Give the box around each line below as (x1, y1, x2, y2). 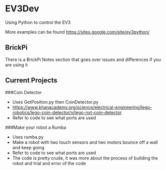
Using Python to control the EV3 (5, 19, 71, 25)
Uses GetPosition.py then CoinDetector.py (12, 99, 99, 105)
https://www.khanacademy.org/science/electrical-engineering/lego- (12, 104, 152, 110)
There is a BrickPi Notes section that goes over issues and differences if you (5, 57, 161, 62)
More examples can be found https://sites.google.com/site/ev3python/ (5, 29, 150, 35)
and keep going (12, 144, 45, 150)
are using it (5, 61, 28, 67)
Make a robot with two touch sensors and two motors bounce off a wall (12, 139, 158, 145)
